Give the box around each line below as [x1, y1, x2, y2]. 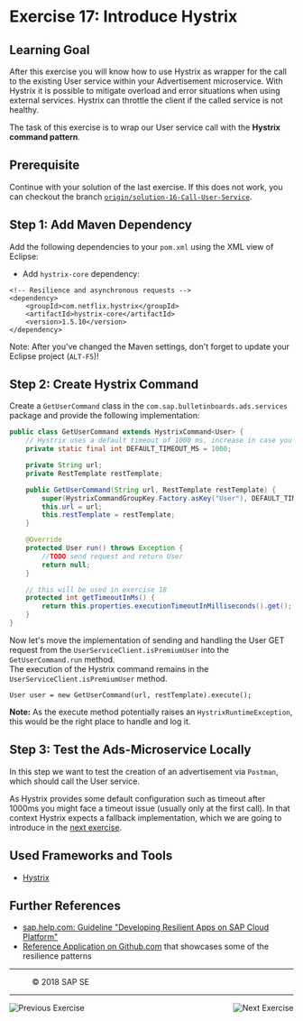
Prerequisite [9, 158, 80, 173]
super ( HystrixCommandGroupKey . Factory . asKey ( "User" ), [41, 493, 248, 502]
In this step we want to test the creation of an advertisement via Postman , [9, 766, 279, 777]
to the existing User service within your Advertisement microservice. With [9, 76, 283, 87]
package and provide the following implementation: [9, 410, 200, 421]
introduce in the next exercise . [9, 822, 123, 832]
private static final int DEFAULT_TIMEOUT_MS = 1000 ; [25, 445, 232, 454]
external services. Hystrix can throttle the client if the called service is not [9, 95, 283, 106]
